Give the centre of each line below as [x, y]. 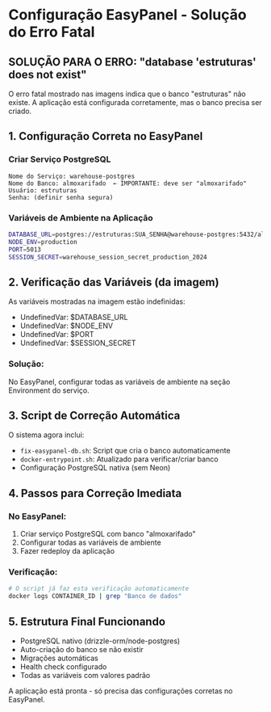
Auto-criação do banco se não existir [81, 649]
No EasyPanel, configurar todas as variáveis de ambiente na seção [119, 381]
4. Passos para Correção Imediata [95, 493]
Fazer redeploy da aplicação [67, 551]
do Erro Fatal [52, 32]
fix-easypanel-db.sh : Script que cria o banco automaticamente [125, 451]
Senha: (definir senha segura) [61, 197]
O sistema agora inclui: [46, 435]
